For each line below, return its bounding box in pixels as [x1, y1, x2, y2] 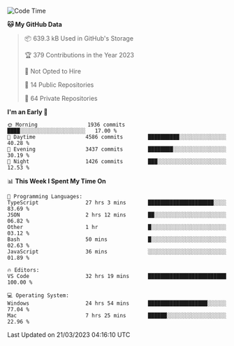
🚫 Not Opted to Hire [24, 67, 82, 75]
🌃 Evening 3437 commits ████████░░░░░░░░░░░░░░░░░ [7, 146, 227, 153]
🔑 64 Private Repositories [24, 95, 98, 102]
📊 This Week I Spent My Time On [7, 177, 106, 185]
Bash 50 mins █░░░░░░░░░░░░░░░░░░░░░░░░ [7, 236, 227, 243]
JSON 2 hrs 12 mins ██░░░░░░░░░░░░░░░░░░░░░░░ [7, 212, 227, 219]
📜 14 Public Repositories [24, 81, 94, 89]
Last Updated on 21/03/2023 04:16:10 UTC [7, 331, 131, 339]
